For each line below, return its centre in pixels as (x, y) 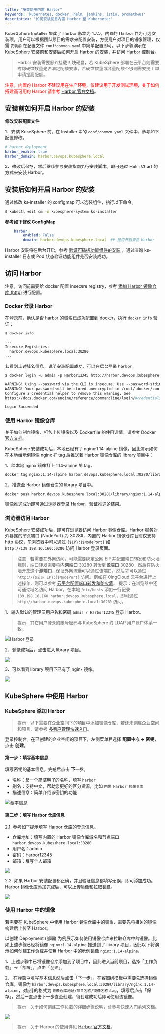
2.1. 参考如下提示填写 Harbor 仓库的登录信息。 (52, 827)
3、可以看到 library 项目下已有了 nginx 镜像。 (51, 669)
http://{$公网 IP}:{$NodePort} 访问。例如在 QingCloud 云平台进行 (84, 577)
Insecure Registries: (27, 347)
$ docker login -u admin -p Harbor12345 (47, 375)
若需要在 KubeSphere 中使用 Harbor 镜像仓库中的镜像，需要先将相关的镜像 (81, 922)
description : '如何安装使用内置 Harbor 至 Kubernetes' (59, 19)
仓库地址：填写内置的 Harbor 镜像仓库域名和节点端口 (66, 837)
